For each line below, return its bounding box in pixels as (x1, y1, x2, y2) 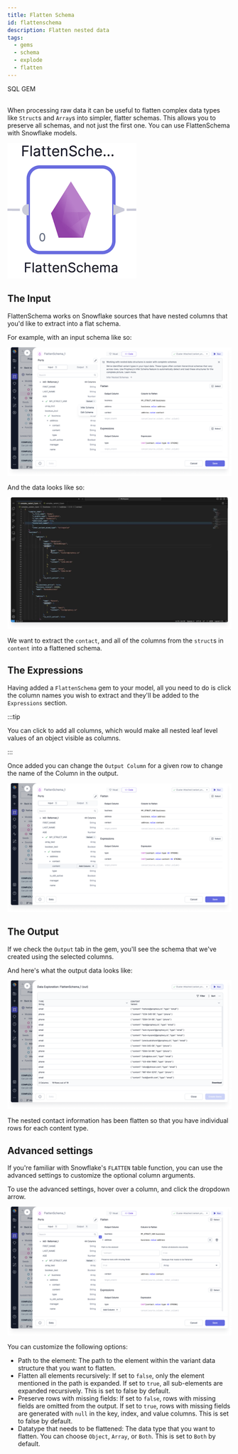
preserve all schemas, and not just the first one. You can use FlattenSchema (7, 121, 230, 130)
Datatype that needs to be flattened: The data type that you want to (17, 1425, 215, 1433)
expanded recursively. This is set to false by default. (17, 1386, 171, 1396)
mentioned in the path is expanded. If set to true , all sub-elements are (17, 1379, 223, 1388)
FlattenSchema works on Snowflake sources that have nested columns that (7, 311, 228, 320)
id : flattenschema (7, 19, 62, 26)
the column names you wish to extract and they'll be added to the (7, 691, 200, 700)
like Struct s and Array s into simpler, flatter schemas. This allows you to (7, 113, 217, 122)
